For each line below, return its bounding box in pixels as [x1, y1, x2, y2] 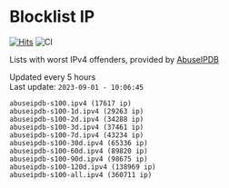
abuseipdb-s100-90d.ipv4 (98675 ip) [9, 154, 148, 163]
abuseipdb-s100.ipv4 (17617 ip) [9, 98, 132, 108]
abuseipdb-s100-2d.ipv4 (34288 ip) [9, 114, 144, 124]
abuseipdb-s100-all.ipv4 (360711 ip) [9, 170, 153, 179]
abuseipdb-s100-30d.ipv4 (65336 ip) [9, 138, 148, 147]
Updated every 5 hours [9, 71, 96, 83]
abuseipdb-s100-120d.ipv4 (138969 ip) [9, 162, 156, 172]
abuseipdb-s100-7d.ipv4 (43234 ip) [9, 130, 144, 140]
